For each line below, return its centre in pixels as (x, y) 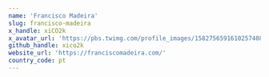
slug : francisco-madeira (50, 23)
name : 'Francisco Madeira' (53, 16)
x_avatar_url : (32, 38)
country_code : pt (37, 61)
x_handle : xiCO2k (37, 30)
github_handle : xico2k (46, 46)
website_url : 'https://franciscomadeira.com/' (87, 53)
